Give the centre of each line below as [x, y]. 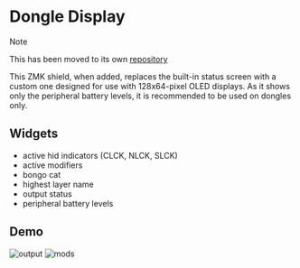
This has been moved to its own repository [89, 59]
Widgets [34, 134]
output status [47, 194]
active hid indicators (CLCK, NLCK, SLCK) [100, 155]
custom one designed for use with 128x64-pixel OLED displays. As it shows [150, 86]
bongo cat [42, 174]
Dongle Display [67, 17]
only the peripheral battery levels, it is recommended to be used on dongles [150, 96]
